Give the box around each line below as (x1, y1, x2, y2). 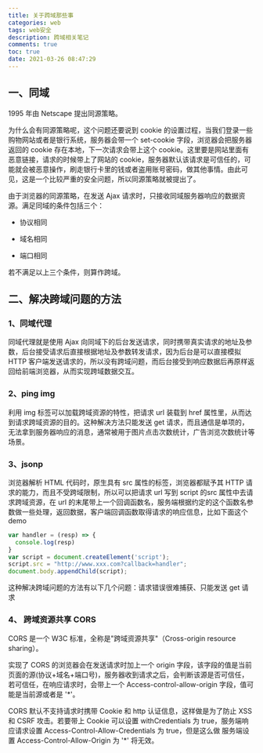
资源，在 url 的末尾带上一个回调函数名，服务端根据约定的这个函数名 (28, 497, 247, 507)
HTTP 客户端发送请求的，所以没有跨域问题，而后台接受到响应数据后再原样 (8, 357, 248, 366)
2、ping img (8, 388, 56, 399)
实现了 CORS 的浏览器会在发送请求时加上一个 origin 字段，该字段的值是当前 (8, 660, 253, 669)
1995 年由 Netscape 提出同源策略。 (8, 108, 123, 118)
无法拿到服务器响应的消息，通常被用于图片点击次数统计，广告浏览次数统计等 (8, 427, 255, 436)
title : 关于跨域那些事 (8, 11, 74, 20)
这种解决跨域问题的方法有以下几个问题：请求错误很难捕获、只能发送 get (8, 583, 240, 592)
